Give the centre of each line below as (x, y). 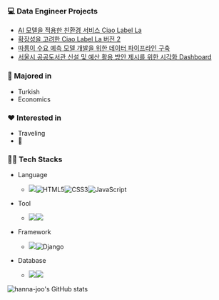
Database (32, 261)
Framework (34, 232)
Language (32, 175)
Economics (34, 99)
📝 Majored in (30, 76)
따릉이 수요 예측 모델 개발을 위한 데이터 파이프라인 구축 (94, 48)
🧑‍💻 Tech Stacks (35, 159)
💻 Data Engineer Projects (53, 11)
